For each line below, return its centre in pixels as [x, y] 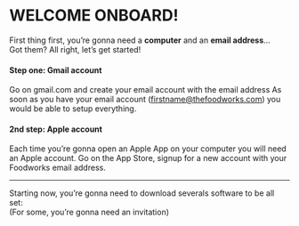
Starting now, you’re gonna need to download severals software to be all [142, 193]
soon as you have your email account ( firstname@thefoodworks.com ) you [145, 100]
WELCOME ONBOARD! [94, 16]
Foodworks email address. [58, 168]
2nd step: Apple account [56, 129]
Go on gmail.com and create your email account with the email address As [145, 90]
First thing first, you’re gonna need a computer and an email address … [140, 40]
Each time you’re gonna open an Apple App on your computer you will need [148, 149]
